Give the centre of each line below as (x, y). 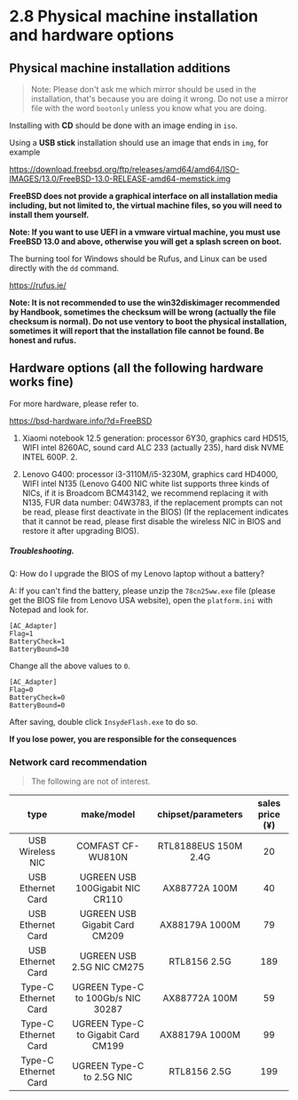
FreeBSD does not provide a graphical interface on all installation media (144, 196)
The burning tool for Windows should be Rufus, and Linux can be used (138, 259)
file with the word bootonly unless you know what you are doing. (149, 108)
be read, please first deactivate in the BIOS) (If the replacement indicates (155, 512)
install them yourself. (49, 215)
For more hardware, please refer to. (74, 403)
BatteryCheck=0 (37, 697)
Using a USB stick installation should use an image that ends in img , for (139, 143)
